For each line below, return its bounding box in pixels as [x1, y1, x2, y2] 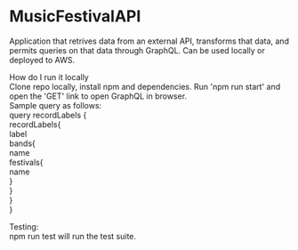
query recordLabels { [9, 109, 87, 120]
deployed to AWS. [9, 54, 76, 65]
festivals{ [9, 157, 44, 167]
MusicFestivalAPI [9, 6, 141, 27]
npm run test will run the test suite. [9, 230, 136, 241]
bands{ [9, 138, 36, 149]
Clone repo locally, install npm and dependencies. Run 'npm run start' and [9, 81, 281, 92]
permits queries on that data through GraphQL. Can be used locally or [9, 44, 265, 55]
